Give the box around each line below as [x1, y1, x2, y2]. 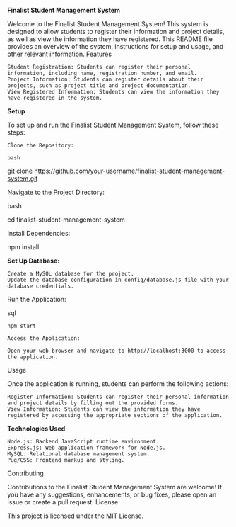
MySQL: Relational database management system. [7, 450, 151, 458]
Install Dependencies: [7, 229, 71, 237]
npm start [7, 322, 37, 329]
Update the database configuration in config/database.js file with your [7, 276, 230, 283]
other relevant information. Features [7, 50, 112, 58]
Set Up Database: [7, 256, 60, 265]
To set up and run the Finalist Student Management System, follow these [7, 120, 219, 129]
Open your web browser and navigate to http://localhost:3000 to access [7, 347, 226, 354]
